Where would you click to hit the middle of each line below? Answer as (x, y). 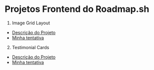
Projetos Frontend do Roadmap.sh (77, 9)
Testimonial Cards (30, 47)
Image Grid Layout (31, 23)
